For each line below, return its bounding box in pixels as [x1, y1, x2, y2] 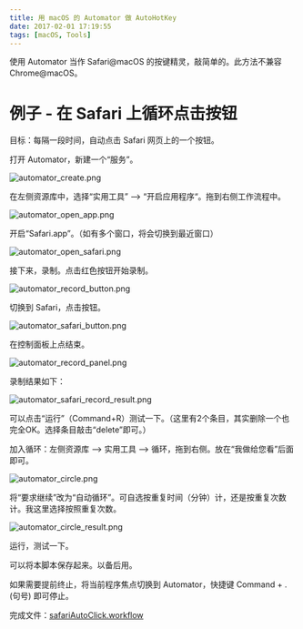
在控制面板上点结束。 [9, 339, 89, 350]
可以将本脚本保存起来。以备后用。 [9, 560, 137, 571]
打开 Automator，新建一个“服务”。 [9, 154, 138, 165]
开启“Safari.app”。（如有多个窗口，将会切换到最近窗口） [9, 228, 218, 239]
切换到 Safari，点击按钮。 [9, 302, 106, 313]
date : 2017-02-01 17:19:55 [9, 22, 112, 31]
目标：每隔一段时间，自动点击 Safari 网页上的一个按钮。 [9, 135, 220, 146]
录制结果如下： [9, 376, 66, 387]
